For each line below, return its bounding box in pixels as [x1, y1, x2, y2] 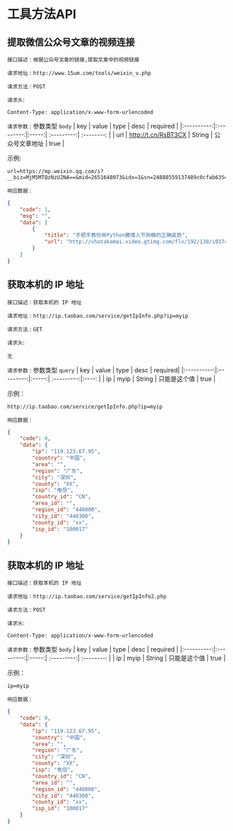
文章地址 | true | [19, 140, 64, 147]
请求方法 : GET [7, 324, 43, 333]
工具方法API [7, 6, 76, 22]
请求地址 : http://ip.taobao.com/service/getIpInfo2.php [7, 592, 167, 600]
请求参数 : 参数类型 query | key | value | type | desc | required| [7, 365, 180, 374]
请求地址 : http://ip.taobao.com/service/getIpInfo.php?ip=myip [7, 311, 189, 320]
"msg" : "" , [19, 213, 51, 220]
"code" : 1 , [19, 206, 51, 213]
